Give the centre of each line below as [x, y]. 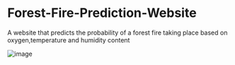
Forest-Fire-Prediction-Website [102, 13]
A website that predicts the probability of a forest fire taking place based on [117, 32]
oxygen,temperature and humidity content [69, 40]
